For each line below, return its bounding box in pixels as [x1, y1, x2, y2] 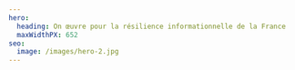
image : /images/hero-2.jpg [16, 47, 119, 56]
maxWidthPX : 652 [16, 30, 78, 39]
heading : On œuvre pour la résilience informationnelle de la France [16, 22, 286, 31]
